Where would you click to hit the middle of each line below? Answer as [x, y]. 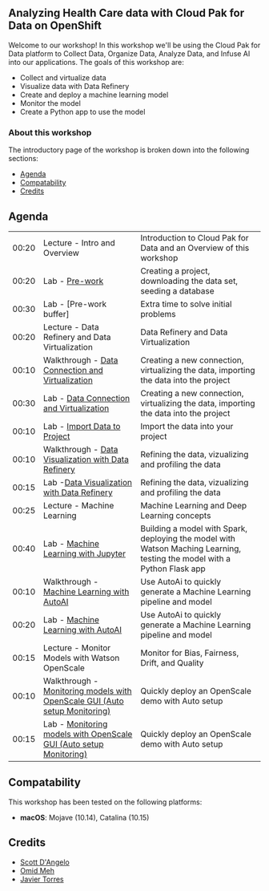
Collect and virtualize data [63, 77]
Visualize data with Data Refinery [74, 86]
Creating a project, [175, 270]
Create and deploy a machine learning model [94, 95]
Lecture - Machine [78, 505]
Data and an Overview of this [195, 248]
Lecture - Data [71, 326]
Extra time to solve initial [186, 304]
